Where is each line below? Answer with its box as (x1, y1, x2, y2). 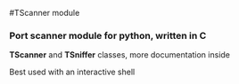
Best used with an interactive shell (9, 66, 136, 78)
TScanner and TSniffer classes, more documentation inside (9, 50, 230, 60)
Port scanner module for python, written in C (9, 29, 207, 42)
